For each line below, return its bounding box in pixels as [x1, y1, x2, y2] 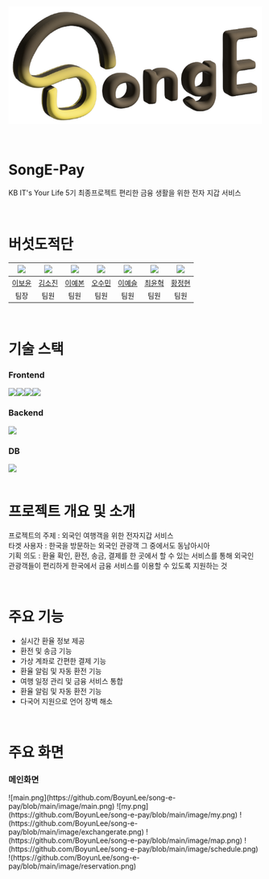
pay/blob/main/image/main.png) [8, 802, 115, 811]
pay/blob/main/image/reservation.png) [8, 861, 137, 871]
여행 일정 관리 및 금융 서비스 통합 [19, 676, 123, 685]
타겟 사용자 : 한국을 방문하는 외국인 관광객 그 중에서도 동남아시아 [8, 540, 211, 550]
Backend [8, 407, 44, 419]
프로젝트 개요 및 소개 [8, 502, 135, 521]
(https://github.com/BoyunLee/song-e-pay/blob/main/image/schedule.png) [8, 844, 259, 854]
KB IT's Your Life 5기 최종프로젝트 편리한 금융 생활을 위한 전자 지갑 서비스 [8, 188, 242, 198]
